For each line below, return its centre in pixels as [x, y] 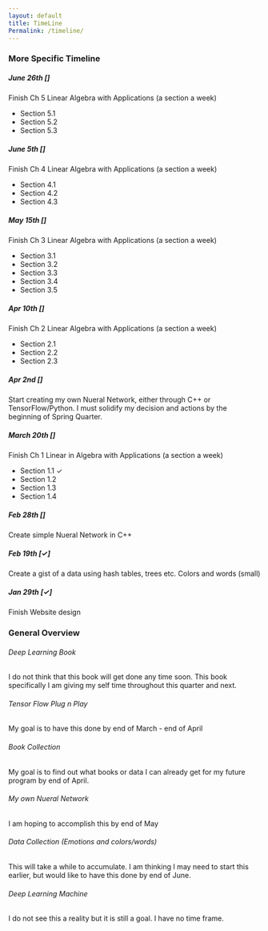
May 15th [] [27, 220]
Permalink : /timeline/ [46, 30]
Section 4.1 [38, 184]
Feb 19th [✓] [29, 553]
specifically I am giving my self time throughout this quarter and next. [123, 686]
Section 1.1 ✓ [41, 471]
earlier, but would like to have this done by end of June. [100, 875]
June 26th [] [29, 78]
